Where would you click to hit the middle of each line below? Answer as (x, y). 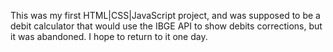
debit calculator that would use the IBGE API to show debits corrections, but (166, 26)
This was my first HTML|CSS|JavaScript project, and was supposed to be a (165, 15)
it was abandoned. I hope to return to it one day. (109, 36)
